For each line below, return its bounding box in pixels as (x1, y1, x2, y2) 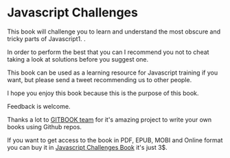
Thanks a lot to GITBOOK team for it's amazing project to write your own (7, 115, 212, 124)
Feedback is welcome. (7, 102, 71, 110)
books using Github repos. (7, 122, 82, 131)
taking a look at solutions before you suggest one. (7, 55, 149, 63)
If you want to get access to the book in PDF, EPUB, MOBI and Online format (7, 135, 223, 144)
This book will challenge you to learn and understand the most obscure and (7, 27, 221, 36)
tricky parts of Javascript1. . (7, 34, 86, 42)
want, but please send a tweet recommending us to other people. (7, 75, 192, 83)
